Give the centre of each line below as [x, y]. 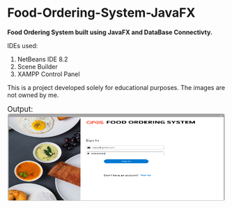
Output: [20, 109]
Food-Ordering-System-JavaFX [101, 13]
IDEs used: [23, 45]
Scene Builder [37, 66]
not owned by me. [33, 95]
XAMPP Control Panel [48, 74]
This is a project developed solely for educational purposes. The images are [116, 87]
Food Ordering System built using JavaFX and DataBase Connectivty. [110, 32]
